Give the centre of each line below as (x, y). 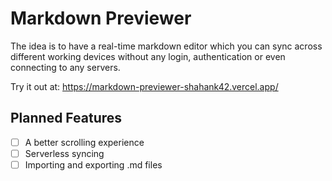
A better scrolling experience (84, 142)
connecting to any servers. (65, 67)
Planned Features (66, 118)
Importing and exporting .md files (93, 164)
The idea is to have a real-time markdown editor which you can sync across (166, 46)
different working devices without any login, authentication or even (148, 56)
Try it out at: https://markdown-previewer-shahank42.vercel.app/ (144, 86)
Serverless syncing (64, 153)
